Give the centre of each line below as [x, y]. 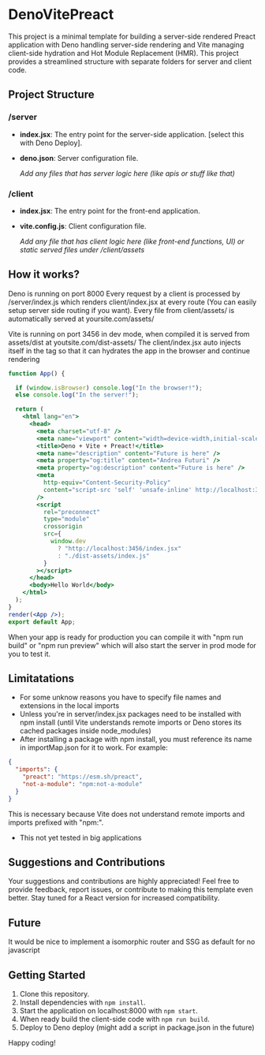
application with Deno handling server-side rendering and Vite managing [126, 44]
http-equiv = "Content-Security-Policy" [107, 483]
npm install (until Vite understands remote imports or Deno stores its [131, 722]
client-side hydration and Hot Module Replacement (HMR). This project [123, 53]
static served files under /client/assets [82, 249]
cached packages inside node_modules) [85, 731]
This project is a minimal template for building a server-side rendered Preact [132, 36]
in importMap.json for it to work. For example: [93, 747]
